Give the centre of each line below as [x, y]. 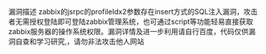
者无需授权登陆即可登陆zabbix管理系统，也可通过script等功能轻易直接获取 [131, 21]
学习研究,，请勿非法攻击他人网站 [90, 41]
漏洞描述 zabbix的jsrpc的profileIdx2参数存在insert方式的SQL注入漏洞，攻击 [133, 12]
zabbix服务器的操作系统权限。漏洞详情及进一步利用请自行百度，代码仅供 [129, 31]
